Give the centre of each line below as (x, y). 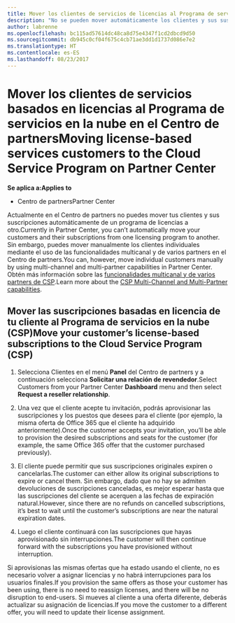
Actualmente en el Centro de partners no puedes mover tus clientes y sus (114, 215)
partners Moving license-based (100, 138)
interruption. (35, 554)
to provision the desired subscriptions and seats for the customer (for (117, 437)
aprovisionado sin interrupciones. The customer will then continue (112, 539)
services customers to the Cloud (104, 153)
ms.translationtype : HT (42, 46)
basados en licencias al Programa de (116, 108)
